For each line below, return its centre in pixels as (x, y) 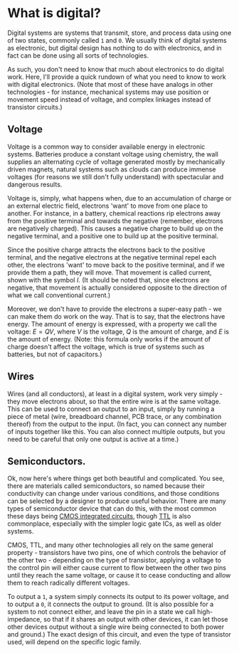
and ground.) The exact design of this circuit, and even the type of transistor (119, 635)
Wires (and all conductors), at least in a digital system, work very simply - (115, 393)
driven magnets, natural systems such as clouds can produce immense (112, 169)
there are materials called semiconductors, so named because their (106, 486)
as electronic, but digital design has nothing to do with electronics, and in (115, 48)
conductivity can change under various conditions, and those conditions (113, 494)
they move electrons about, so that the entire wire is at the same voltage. (114, 401)
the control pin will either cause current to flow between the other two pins (117, 568)
